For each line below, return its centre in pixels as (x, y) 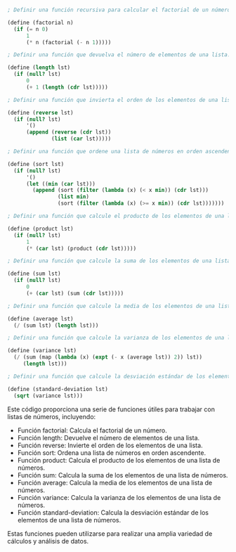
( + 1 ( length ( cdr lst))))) (67, 87)
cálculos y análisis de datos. (48, 541)
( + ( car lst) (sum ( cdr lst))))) (75, 293)
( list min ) (73, 197)
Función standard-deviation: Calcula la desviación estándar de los (113, 512)
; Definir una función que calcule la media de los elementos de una (111, 306)
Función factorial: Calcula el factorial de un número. (92, 430)
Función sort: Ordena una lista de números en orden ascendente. (111, 452)
